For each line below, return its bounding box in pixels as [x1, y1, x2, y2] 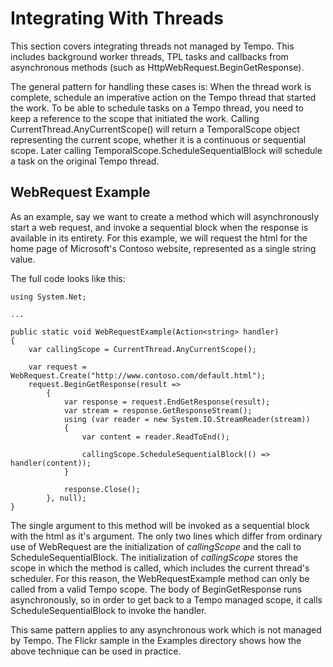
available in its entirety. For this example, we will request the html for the [10, 232, 308, 244]
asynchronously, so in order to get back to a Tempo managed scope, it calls [10, 593, 323, 606]
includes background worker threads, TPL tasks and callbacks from [10, 50, 289, 62]
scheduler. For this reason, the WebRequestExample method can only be [10, 572, 310, 584]
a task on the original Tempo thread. [10, 155, 160, 167]
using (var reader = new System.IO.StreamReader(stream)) [63, 414, 311, 424]
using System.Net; [10, 292, 87, 302]
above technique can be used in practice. [10, 645, 182, 657]
